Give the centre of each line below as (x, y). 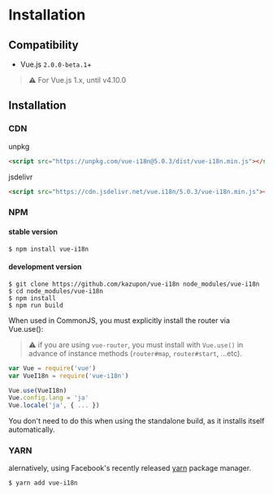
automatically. (32, 430)
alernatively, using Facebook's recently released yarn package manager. (130, 468)
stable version (33, 231)
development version (45, 267)
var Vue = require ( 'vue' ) (52, 368)
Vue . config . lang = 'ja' (49, 398)
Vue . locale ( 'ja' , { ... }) (54, 406)
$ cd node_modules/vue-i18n (56, 291)
